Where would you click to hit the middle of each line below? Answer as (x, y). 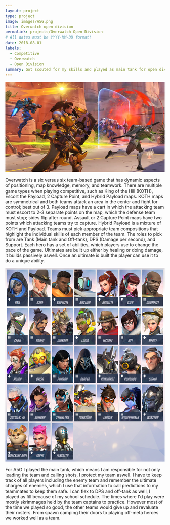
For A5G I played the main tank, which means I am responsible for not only (83, 470)
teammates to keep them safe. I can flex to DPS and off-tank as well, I (78, 491)
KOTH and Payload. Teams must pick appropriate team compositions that (82, 229)
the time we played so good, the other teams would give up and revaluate (82, 507)
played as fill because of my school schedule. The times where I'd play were (85, 497)
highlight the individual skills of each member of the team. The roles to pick (84, 234)
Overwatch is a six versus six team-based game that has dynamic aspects (83, 180)
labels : (13, 48)
